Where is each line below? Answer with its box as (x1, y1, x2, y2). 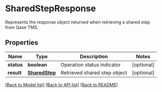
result (7, 69, 22, 76)
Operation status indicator (61, 61, 121, 68)
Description (79, 53, 108, 60)
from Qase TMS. (5, 24, 38, 30)
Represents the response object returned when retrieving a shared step (5, 19, 150, 25)
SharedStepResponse (5, 3, 96, 14)
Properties (5, 39, 38, 47)
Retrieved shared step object (61, 69, 128, 76)
